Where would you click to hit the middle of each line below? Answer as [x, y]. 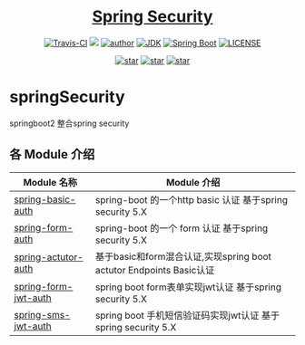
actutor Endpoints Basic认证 [155, 270]
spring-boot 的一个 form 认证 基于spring [182, 228]
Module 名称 [50, 182]
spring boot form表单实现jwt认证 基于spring [188, 287]
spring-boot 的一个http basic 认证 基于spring [192, 199]
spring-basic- [45, 199]
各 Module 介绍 [52, 154]
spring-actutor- [49, 257]
